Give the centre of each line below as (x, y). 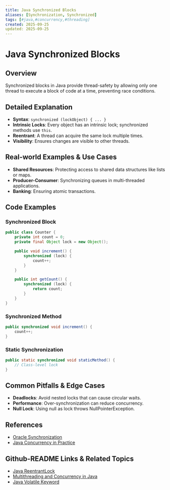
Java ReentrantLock (34, 471)
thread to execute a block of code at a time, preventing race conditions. (80, 91)
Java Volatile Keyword (36, 482)
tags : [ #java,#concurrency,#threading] (48, 19)
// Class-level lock (36, 365)
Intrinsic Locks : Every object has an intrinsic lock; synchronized (80, 125)
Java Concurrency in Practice (44, 442)
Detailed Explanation (39, 107)
